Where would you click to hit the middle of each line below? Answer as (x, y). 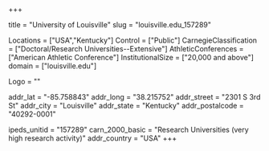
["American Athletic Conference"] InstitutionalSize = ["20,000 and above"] (131, 57)
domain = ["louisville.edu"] (53, 66)
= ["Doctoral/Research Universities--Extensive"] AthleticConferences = (126, 49)
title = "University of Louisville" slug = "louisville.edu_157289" (110, 24)
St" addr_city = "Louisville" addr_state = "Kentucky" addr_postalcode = (126, 106)
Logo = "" (24, 82)
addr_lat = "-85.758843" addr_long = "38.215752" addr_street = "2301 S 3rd (134, 97)
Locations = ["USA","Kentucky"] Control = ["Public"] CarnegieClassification (133, 40)
